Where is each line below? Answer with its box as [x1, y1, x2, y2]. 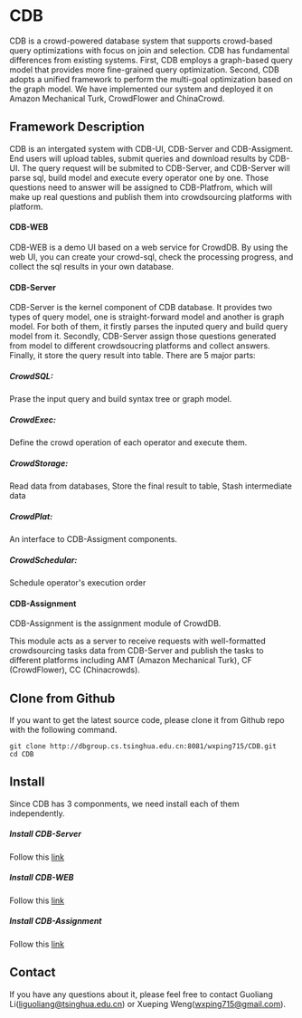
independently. [9, 807, 65, 819]
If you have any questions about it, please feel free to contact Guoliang [9, 988, 273, 1000]
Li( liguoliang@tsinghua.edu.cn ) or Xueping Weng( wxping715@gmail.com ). [9, 998, 287, 1009]
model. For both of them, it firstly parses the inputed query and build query [9, 321, 288, 332]
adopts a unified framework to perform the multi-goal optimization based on [9, 73, 294, 84]
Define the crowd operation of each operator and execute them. [9, 437, 248, 448]
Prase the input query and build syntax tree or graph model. [9, 394, 232, 404]
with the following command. [9, 725, 118, 736]
